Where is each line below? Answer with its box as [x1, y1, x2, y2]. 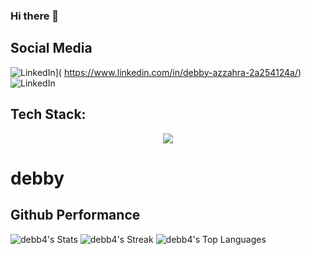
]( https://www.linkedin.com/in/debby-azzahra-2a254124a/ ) [54, 66, 302, 78]
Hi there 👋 [10, 9, 60, 23]
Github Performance [10, 207, 141, 224]
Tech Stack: [10, 106, 87, 123]
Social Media [10, 40, 93, 57]
